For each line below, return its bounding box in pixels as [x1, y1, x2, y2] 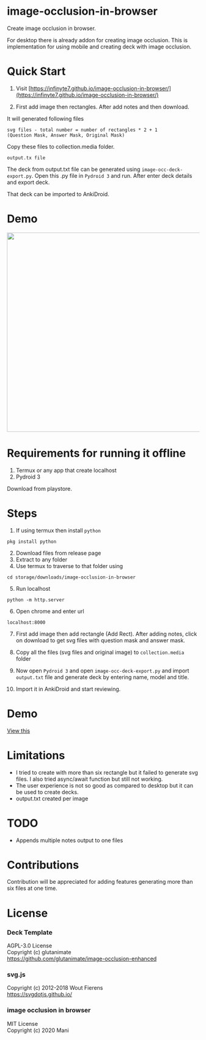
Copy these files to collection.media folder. [7, 143, 115, 150]
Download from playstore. [7, 485, 73, 492]
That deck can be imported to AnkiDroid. [7, 190, 109, 197]
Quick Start [7, 64, 66, 78]
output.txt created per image [15, 795, 89, 802]
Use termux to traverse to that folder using [15, 562, 123, 569]
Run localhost [15, 585, 51, 592]
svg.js [7, 970, 26, 979]
